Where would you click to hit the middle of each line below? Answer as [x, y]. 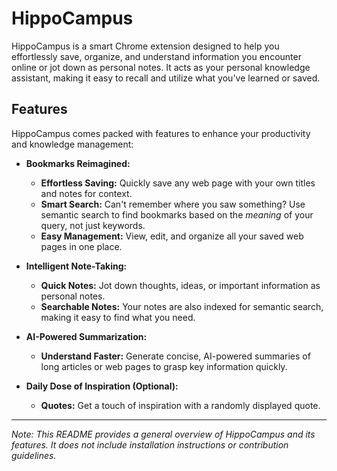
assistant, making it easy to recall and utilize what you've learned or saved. [166, 78]
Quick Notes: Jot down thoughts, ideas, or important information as [180, 285]
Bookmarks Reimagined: [78, 163]
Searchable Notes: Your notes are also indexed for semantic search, [182, 306]
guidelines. [34, 455]
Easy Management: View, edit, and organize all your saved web [172, 236]
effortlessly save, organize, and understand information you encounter [156, 56]
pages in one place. [81, 246]
